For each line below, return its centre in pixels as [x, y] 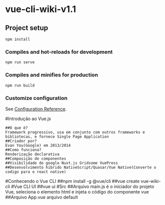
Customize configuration [36, 98]
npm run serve [20, 62]
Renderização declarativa [32, 154]
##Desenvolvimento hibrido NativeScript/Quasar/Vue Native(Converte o [81, 167]
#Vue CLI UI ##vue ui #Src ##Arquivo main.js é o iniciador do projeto [82, 186]
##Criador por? [21, 141]
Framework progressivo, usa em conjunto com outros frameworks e [75, 132]
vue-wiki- [151, 181]
